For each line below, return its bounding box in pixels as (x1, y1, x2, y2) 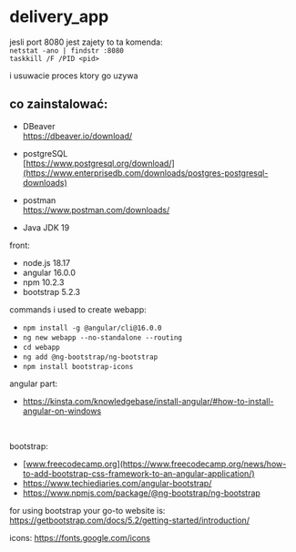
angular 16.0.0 (22, 267, 76, 278)
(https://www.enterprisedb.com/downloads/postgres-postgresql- (22, 167, 269, 179)
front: (9, 240, 30, 250)
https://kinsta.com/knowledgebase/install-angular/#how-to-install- (22, 395, 275, 406)
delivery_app (9, 6, 109, 27)
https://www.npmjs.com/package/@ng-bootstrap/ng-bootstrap (22, 487, 261, 498)
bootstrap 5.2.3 (22, 286, 81, 297)
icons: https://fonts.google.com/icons (9, 532, 150, 543)
